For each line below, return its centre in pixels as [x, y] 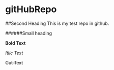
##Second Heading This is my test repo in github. [57, 23]
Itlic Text [14, 53]
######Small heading [29, 33]
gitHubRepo [31, 9]
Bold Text [16, 43]
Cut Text [14, 62]
